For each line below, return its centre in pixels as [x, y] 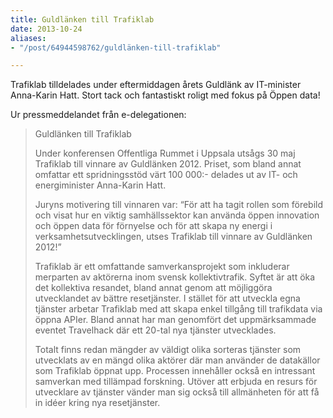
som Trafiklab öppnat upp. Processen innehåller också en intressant [175, 371]
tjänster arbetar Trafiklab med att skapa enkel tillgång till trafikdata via [178, 309]
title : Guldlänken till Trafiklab [82, 19]
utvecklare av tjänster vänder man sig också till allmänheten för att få [177, 392]
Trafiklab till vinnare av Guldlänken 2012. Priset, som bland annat [168, 164]
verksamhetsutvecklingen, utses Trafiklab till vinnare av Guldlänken [173, 237]
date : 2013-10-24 [46, 29]
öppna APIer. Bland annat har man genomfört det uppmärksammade [175, 320]
